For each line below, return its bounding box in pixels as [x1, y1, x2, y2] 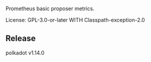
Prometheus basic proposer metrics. [5, 5, 95, 12]
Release [5, 34, 36, 44]
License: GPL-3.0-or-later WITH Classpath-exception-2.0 [5, 17, 146, 23]
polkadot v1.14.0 [5, 49, 45, 56]
